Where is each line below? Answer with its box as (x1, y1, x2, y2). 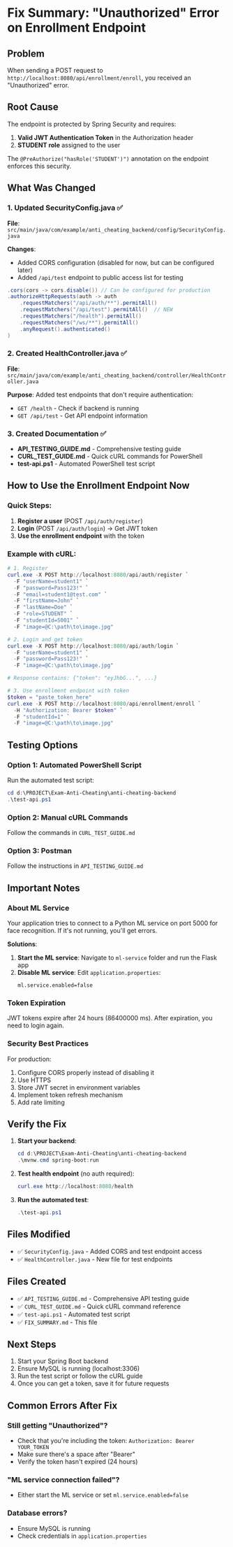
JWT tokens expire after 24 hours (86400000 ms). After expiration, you (7, 1014, 213, 1022)
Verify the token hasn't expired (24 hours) (17, 1457, 138, 1466)
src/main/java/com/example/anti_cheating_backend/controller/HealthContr (7, 372, 227, 379)
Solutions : (7, 940, 38, 948)
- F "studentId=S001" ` (13, 617, 80, 624)
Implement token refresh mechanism (17, 1090, 123, 1099)
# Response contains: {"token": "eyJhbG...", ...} (7, 675, 158, 682)
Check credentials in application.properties (17, 1532, 147, 1540)
